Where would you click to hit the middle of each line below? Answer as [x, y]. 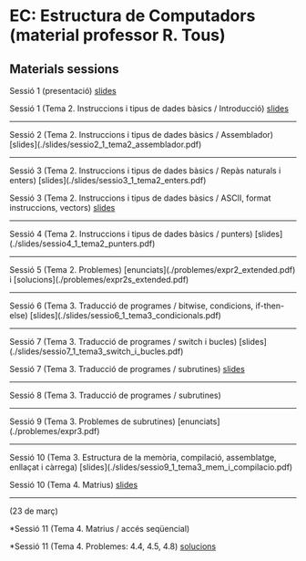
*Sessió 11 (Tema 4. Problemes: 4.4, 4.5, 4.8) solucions [113, 546]
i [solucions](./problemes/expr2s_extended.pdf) [99, 280]
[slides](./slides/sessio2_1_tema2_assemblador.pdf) [106, 144]
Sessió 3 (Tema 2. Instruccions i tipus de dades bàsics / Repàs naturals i [145, 171]
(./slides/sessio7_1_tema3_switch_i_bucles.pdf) [97, 351]
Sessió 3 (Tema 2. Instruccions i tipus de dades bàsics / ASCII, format [140, 198]
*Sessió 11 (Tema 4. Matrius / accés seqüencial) [100, 529]
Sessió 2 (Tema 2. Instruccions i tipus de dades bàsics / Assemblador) [142, 135]
